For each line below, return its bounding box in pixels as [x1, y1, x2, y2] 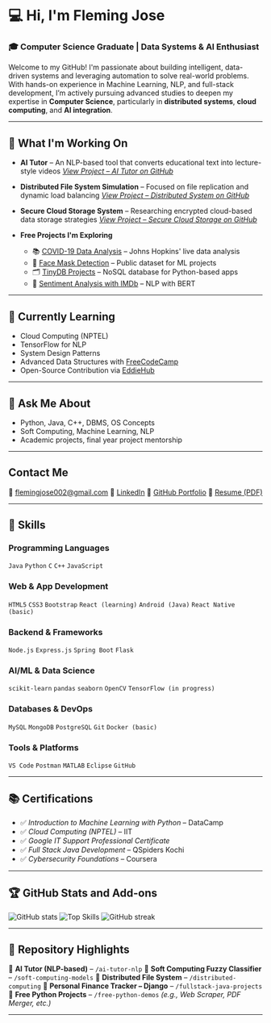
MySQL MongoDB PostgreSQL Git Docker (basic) [8, 723, 157, 731]
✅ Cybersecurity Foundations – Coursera [19, 854, 157, 863]
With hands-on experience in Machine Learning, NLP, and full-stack [8, 80, 234, 90]
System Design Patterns [19, 349, 101, 358]
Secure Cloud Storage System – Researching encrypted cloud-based [19, 207, 252, 216]
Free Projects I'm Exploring [19, 231, 113, 240]
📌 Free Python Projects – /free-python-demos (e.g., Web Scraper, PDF [8, 990, 241, 1000]
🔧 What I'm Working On [8, 136, 128, 150]
